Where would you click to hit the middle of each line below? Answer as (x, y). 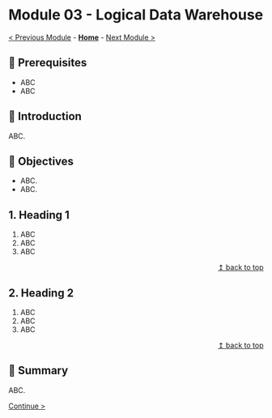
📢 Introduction (45, 116)
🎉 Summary (38, 371)
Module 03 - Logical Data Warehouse (136, 15)
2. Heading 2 (41, 293)
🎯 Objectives (41, 161)
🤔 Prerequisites (48, 63)
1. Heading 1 (39, 215)
